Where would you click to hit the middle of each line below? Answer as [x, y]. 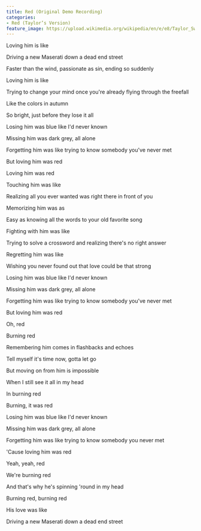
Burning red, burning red [36, 499]
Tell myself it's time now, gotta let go [51, 359]
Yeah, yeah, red [25, 464]
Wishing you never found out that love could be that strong [79, 266]
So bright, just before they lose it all [50, 115]
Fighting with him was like [38, 231]
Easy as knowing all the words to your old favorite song [74, 220]
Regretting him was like [35, 255]
